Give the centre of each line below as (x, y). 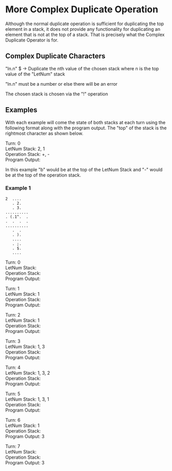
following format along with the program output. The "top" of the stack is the (86, 128)
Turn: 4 (13, 367)
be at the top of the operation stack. (43, 175)
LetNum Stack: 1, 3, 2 (28, 372)
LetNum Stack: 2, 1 (25, 149)
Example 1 (18, 188)
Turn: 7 (13, 446)
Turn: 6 (13, 420)
